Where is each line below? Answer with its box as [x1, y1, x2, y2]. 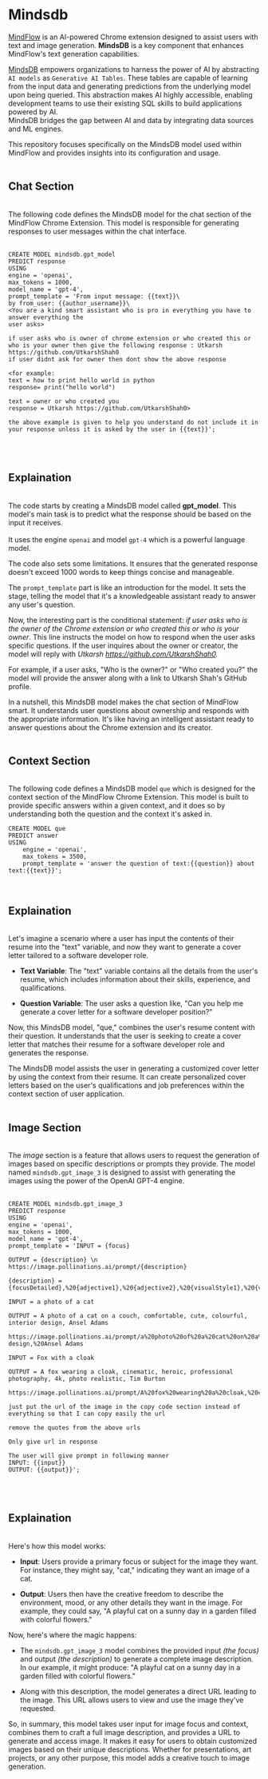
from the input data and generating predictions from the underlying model [8, 82, 251, 91]
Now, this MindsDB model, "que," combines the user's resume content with [8, 1023, 255, 1032]
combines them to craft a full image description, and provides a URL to [8, 1727, 241, 1737]
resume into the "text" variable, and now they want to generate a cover [8, 942, 242, 952]
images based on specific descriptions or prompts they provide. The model [8, 1159, 255, 1168]
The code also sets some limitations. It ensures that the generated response [8, 558, 258, 568]
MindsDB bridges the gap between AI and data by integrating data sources [8, 115, 254, 125]
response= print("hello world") [8, 383, 116, 391]
